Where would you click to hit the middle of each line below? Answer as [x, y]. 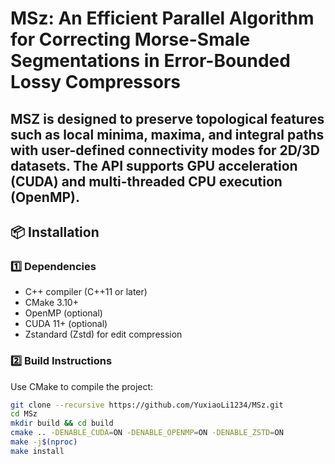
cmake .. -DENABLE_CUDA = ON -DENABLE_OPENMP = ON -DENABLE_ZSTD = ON [147, 433]
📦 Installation [55, 232]
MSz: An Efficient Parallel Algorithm [162, 18]
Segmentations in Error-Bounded [150, 61]
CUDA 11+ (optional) [66, 324]
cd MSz [24, 414]
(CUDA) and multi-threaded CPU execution [146, 181]
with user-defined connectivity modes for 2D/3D [165, 150]
